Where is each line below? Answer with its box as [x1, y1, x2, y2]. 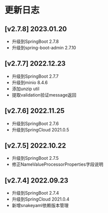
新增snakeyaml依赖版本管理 [11, 203, 69, 209]
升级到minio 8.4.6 [11, 79, 48, 85]
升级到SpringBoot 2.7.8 [11, 38, 59, 44]
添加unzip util [11, 86, 40, 92]
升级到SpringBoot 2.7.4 [11, 190, 59, 196]
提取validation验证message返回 [11, 92, 77, 98]
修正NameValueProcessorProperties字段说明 [11, 161, 104, 167]
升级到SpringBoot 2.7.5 [11, 155, 59, 161]
